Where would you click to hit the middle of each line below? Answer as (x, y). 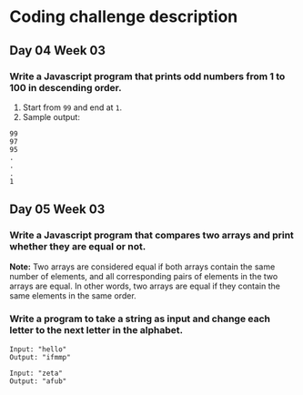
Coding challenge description (124, 17)
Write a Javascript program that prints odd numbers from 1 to (147, 76)
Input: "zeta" (36, 373)
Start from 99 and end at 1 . (72, 107)
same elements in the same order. (73, 295)
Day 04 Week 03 (58, 51)
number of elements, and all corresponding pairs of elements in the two (144, 276)
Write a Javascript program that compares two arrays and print (151, 236)
